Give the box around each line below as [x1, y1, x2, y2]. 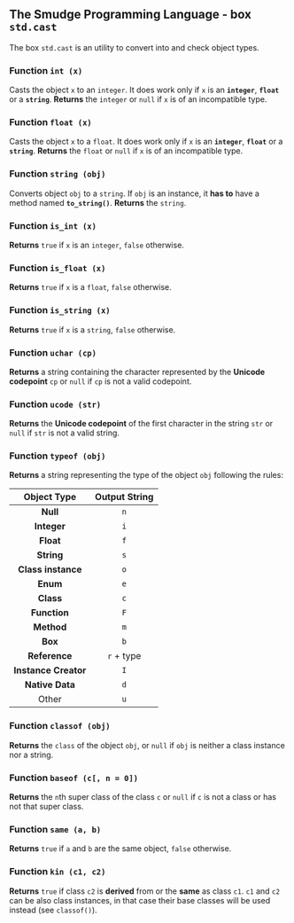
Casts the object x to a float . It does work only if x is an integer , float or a [9, 137, 283, 147]
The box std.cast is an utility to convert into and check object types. [9, 42, 259, 52]
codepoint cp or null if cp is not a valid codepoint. [9, 376, 192, 387]
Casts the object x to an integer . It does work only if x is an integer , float [9, 84, 280, 96]
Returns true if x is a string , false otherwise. [9, 324, 176, 335]
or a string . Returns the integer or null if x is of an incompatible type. [9, 94, 267, 105]
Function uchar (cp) [9, 346, 97, 358]
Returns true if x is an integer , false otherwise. [9, 239, 184, 250]
